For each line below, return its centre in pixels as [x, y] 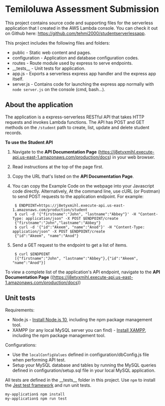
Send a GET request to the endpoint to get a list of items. [70, 245]
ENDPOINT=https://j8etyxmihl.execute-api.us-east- [72, 205]
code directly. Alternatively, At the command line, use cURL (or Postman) [86, 191]
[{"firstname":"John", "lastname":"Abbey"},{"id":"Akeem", [76, 258]
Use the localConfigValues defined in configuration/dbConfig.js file [81, 355]
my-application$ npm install [35, 394]
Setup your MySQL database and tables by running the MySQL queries [84, 365]
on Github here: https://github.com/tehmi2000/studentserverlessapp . [76, 33]
